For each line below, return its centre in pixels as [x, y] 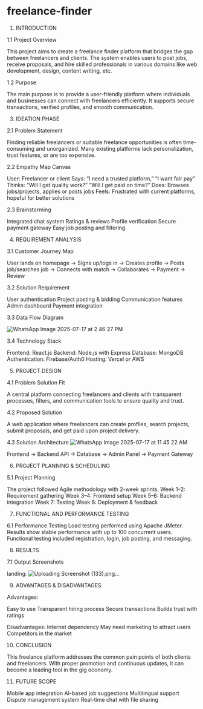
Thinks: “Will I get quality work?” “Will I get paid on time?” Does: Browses [98, 185]
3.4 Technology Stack [34, 341]
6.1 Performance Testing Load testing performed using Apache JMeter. [95, 526]
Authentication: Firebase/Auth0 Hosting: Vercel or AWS [76, 359]
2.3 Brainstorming [29, 209]
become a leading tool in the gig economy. [60, 670]
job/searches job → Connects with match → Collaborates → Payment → [96, 269]
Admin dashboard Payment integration [55, 305]
